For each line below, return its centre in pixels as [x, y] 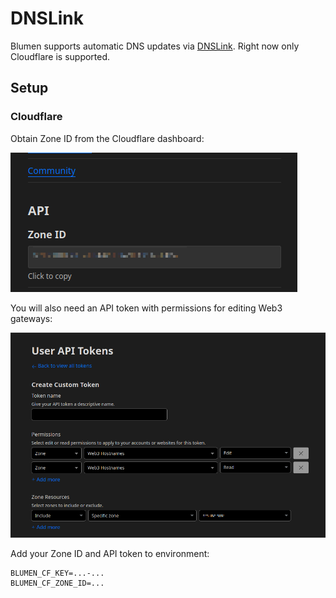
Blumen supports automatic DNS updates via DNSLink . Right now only [155, 46]
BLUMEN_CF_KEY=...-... [57, 573]
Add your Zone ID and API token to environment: [110, 554]
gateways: [31, 318]
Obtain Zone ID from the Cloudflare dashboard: [107, 138]
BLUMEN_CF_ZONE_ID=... [57, 583]
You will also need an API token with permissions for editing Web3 [146, 308]
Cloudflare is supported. [60, 56]
